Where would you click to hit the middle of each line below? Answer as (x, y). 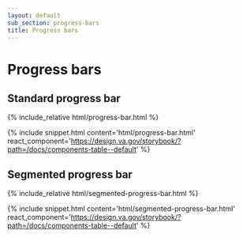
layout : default (34, 15)
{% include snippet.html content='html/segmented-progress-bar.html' (121, 209)
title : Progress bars (43, 30)
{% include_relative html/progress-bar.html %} (83, 117)
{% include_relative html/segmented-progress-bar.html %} (103, 194)
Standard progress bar (64, 98)
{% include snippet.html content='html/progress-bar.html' (101, 133)
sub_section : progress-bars (54, 23)
